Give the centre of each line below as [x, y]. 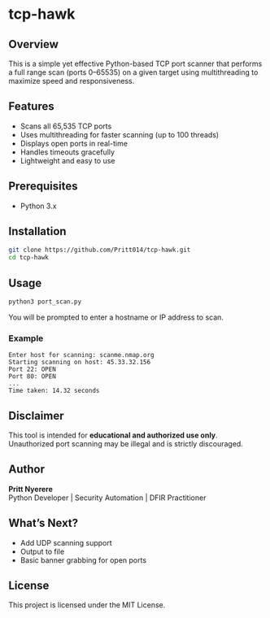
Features [31, 107]
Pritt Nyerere [30, 489]
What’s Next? [44, 523]
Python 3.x [38, 206]
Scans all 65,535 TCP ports [66, 126]
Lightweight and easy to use [67, 160]
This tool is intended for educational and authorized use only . [113, 435]
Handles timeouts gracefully [67, 152]
